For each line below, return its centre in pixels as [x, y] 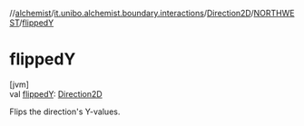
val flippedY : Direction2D [56, 93]
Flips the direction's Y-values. [65, 111]
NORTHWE [274, 13]
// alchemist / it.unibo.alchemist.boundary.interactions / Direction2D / [132, 13]
